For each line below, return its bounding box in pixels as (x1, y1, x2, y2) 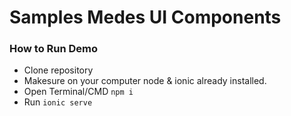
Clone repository (23, 64, 94, 76)
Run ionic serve (23, 96, 93, 108)
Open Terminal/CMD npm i (23, 86, 134, 98)
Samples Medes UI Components (9, 6, 282, 29)
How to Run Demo (9, 42, 99, 56)
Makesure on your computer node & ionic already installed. (23, 75, 267, 87)
